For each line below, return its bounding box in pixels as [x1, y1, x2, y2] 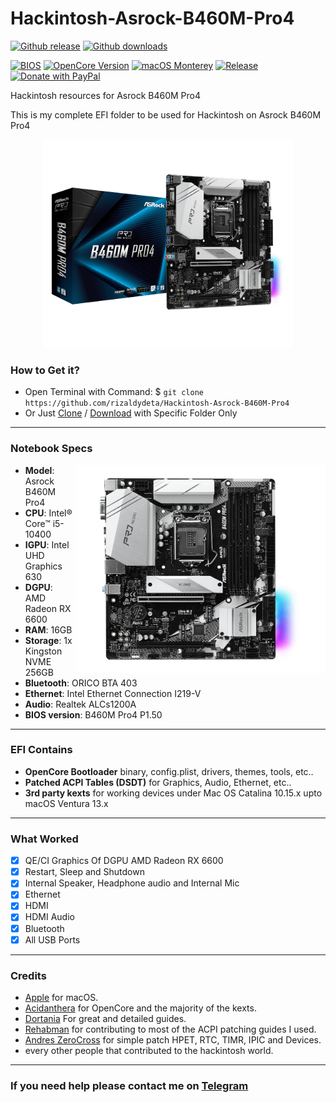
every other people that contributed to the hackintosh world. [24, 1044, 274, 1056]
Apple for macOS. [24, 991, 99, 1003]
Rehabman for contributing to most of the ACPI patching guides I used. [24, 1023, 317, 1035]
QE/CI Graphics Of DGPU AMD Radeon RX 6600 [24, 855, 224, 867]
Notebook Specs [10, 442, 93, 456]
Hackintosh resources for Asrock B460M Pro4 [10, 89, 202, 101]
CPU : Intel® [24, 507, 73, 519]
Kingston [24, 645, 63, 657]
